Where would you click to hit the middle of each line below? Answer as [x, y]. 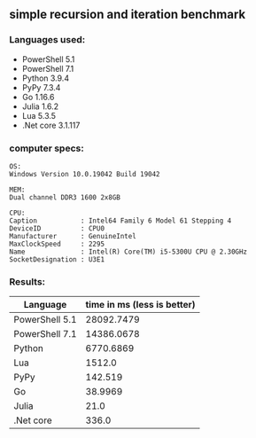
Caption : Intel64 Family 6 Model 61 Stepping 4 [120, 221]
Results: [27, 281]
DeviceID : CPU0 [57, 228]
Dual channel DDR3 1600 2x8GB [65, 197]
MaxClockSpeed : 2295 [57, 244]
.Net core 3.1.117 [51, 125]
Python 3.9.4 [45, 78]
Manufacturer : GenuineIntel [73, 236]
